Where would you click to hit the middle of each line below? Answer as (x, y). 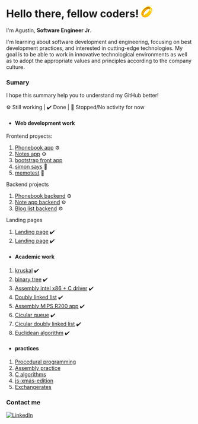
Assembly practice (38, 368)
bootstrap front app (39, 160)
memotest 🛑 (29, 173)
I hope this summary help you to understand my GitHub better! (82, 96)
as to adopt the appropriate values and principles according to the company (99, 61)
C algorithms (30, 374)
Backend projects (28, 185)
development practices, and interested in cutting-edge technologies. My (95, 48)
